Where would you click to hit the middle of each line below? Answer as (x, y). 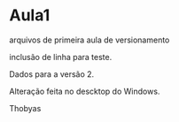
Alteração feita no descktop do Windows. (85, 91)
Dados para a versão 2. (52, 74)
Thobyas (25, 108)
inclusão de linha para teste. (61, 57)
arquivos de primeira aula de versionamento (89, 40)
